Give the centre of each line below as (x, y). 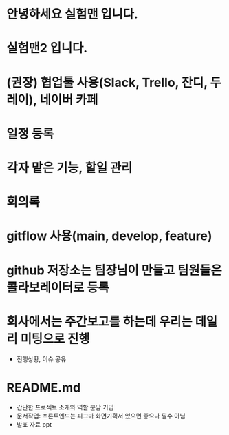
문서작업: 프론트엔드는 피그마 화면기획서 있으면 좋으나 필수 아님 (101, 416)
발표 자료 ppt (34, 425)
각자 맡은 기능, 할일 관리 (69, 168)
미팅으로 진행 (55, 339)
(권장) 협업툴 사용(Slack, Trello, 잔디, (107, 82)
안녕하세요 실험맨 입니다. (72, 14)
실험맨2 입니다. (47, 48)
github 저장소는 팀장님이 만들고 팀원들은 (115, 270)
